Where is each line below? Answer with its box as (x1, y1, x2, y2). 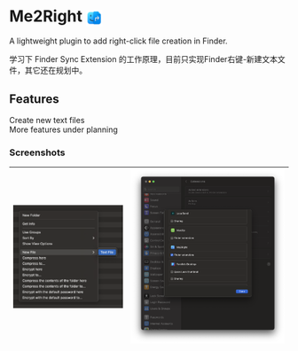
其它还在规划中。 (24, 65, 87, 76)
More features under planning (9, 124, 118, 135)
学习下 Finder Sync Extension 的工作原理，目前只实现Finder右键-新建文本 (9, 54, 278, 65)
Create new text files (9, 115, 85, 126)
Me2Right (9, 6, 82, 27)
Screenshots (9, 146, 66, 159)
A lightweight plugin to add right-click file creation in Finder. (9, 35, 228, 46)
